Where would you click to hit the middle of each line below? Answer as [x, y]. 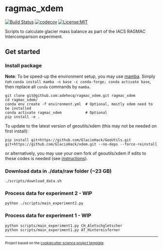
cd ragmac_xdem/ [21, 100]
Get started [23, 52]
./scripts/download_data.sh [33, 181]
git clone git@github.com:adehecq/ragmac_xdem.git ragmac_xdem [70, 95]
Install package [24, 66]
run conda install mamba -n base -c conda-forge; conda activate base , [78, 81]
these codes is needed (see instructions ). [47, 158]
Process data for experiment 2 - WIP [49, 193]
